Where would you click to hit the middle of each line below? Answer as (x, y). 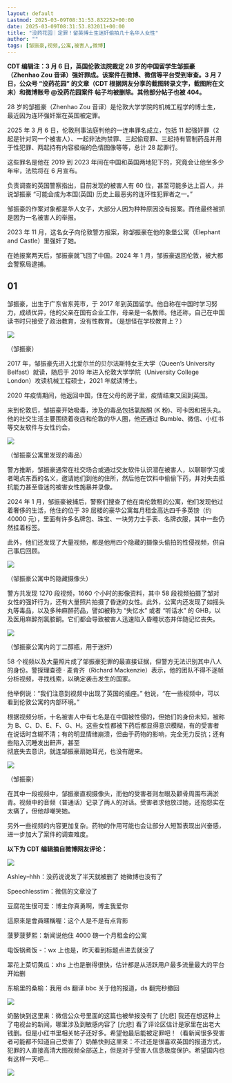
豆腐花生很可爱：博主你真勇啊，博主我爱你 (68, 905)
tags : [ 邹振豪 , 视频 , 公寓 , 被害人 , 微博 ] (57, 46)
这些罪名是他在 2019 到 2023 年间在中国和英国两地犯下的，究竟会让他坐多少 (116, 162)
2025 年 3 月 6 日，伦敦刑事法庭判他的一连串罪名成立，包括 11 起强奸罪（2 (113, 130)
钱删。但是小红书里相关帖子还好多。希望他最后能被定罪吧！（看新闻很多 (110, 1033)
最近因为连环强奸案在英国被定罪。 (56, 115)
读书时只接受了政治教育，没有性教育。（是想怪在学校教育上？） (96, 321)
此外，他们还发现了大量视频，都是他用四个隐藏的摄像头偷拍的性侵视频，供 (113, 542)
